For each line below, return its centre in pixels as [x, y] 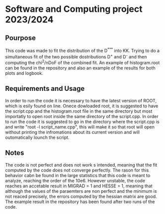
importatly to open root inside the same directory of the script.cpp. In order [82, 116]
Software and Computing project [74, 9]
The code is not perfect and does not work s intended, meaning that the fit [81, 165]
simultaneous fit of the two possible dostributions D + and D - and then [76, 56]
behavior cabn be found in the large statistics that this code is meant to [78, 175]
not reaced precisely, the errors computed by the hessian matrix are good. [81, 196]
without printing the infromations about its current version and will [72, 132]
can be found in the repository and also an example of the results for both [81, 68]
